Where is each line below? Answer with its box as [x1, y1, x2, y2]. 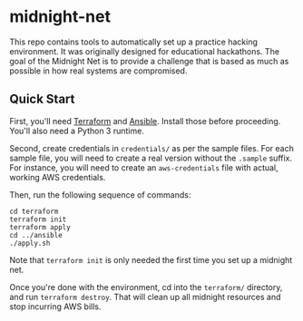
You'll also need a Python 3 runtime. [9, 125, 145, 136]
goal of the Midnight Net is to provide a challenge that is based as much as [9, 55, 289, 66]
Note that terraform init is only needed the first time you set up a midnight [9, 254, 293, 265]
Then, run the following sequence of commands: [9, 189, 191, 200]
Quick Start [9, 92, 75, 107]
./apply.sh [9, 238, 51, 248]
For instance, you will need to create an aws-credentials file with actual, [9, 161, 279, 173]
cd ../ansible [9, 230, 64, 239]
